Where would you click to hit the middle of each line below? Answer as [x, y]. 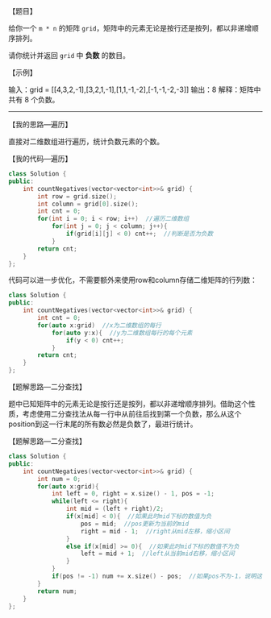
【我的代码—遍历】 [40, 158]
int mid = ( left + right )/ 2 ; [115, 509]
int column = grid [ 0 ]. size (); [88, 204]
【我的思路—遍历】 [40, 124]
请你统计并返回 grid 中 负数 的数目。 [69, 55]
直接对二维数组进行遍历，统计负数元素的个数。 [86, 141]
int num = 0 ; [59, 479]
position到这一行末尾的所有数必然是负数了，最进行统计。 [103, 424]
